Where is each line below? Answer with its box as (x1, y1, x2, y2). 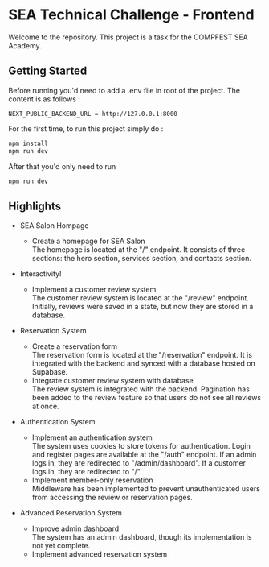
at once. (31, 401, 59, 412)
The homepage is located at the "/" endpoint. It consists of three (31, 245, 246, 255)
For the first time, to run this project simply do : (8, 123, 164, 134)
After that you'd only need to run (8, 161, 116, 171)
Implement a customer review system (31, 284, 157, 295)
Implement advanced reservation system (31, 549, 168, 559)
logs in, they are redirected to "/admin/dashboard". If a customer (31, 458, 247, 468)
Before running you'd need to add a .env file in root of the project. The (8, 85, 241, 95)
